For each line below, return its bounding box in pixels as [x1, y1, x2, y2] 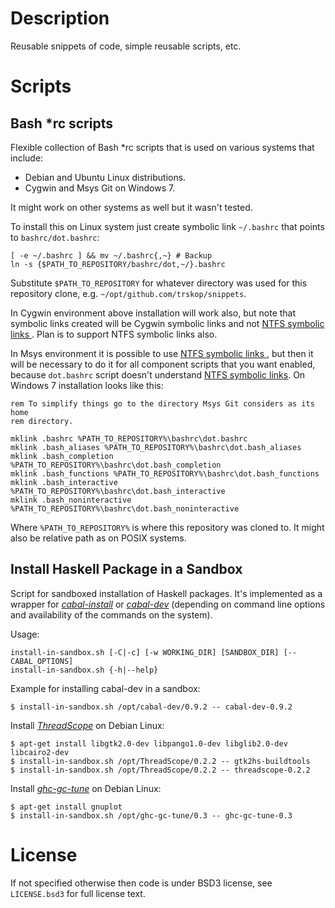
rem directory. [10, 416, 74, 426]
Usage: [10, 628, 40, 640]
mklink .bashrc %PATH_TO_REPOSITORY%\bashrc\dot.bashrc [10, 433, 248, 444]
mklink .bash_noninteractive [10, 495, 132, 505]
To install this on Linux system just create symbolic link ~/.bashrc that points [10, 220, 325, 232]
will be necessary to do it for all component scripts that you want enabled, [10, 358, 316, 370]
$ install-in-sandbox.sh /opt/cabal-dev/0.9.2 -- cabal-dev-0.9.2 [10, 702, 293, 712]
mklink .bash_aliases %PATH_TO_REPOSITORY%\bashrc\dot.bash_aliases [10, 442, 302, 452]
